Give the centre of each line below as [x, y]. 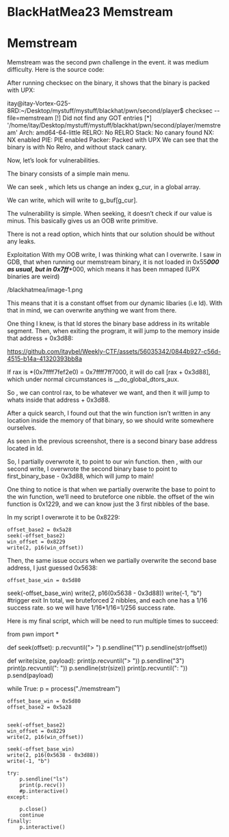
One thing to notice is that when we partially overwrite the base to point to [111, 489]
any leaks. [22, 241]
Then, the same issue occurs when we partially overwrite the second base [112, 561]
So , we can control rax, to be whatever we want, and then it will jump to [108, 393]
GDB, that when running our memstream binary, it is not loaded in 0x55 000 [113, 262]
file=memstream [30, 118]
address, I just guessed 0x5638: [52, 568]
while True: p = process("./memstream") [64, 689]
